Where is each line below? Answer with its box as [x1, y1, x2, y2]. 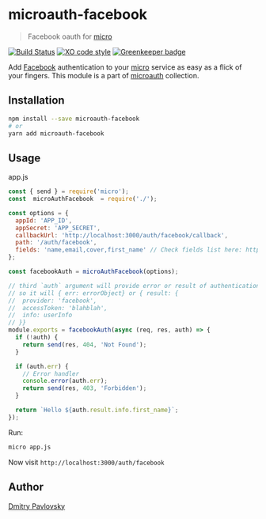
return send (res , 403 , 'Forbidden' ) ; [22, 385, 147, 392]
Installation [8, 93, 65, 108]
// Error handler [22, 369, 80, 377]
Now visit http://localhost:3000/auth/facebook [8, 457, 165, 467]
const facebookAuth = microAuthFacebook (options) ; [8, 267, 179, 276]
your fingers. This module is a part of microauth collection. [8, 70, 199, 80]
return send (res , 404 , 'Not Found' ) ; [22, 340, 147, 349]
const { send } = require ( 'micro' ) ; [8, 188, 129, 195]
